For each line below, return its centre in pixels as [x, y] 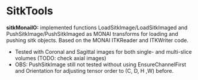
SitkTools [30, 11]
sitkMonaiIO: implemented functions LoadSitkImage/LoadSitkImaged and [97, 27]
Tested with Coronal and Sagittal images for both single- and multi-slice [103, 51]
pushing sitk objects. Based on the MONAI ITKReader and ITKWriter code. [97, 40]
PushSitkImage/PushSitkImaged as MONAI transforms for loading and [92, 33]
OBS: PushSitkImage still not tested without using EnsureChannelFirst [100, 64]
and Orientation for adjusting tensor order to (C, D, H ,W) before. [94, 70]
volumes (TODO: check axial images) [60, 58]
